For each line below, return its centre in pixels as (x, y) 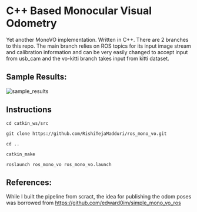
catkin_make (21, 154)
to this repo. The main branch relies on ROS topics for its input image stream (98, 46)
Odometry (31, 23)
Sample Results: (36, 77)
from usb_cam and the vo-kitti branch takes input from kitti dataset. (88, 58)
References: (29, 182)
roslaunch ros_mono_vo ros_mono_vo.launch (59, 164)
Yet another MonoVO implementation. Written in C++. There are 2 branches (98, 39)
